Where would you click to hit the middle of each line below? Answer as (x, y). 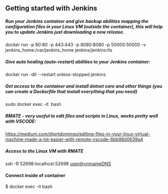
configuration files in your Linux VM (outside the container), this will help (84, 26)
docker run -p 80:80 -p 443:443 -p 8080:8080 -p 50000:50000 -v (76, 45)
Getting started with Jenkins (51, 8)
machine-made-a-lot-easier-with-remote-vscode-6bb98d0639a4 (74, 139)
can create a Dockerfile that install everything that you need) (71, 91)
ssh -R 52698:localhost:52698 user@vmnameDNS (58, 164)
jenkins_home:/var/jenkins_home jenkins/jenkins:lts (59, 50)
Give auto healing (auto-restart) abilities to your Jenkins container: (78, 62)
